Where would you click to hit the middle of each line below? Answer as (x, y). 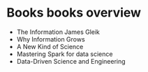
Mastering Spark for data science (65, 54)
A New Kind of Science (50, 46)
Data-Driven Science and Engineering (71, 61)
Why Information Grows (51, 39)
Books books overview (74, 13)
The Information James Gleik (58, 32)
